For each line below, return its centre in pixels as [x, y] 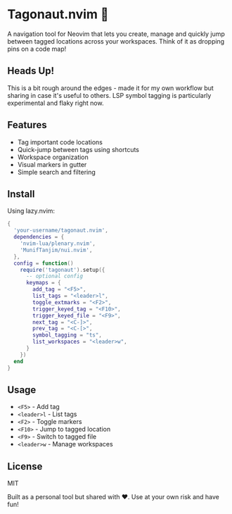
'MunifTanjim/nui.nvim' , [56, 250]
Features [27, 125]
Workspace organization [53, 157]
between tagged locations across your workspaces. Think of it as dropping [116, 41]
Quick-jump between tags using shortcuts [78, 149]
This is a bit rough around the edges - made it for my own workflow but [111, 88]
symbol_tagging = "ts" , [67, 335]
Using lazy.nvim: [31, 211]
